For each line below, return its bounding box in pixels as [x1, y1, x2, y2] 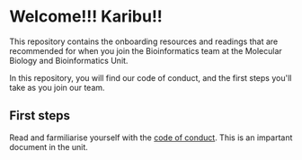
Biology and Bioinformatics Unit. [9, 55, 129, 66]
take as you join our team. [9, 82, 105, 93]
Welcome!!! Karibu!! [9, 6, 164, 27]
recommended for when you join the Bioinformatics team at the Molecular [9, 45, 283, 56]
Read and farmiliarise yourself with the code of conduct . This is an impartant [9, 132, 293, 143]
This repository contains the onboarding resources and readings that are [9, 36, 279, 47]
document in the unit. [9, 141, 88, 152]
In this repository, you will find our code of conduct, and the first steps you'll [9, 72, 292, 83]
